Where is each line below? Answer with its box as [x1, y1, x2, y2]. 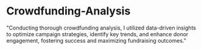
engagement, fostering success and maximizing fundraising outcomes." [6, 37, 187, 44]
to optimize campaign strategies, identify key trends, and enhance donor [6, 30, 189, 37]
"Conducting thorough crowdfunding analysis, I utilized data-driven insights [6, 24, 197, 31]
